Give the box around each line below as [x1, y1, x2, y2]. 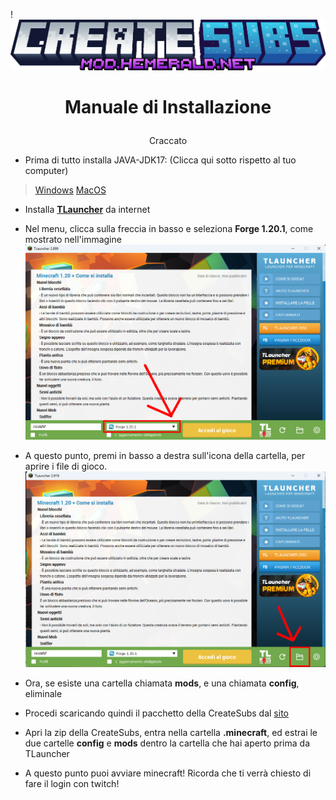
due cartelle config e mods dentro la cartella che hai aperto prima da [24, 737, 310, 749]
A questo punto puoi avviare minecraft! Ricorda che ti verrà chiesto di [24, 767, 312, 779]
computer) [24, 165, 69, 177]
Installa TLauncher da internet [24, 204, 151, 216]
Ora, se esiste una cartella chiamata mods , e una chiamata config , [24, 677, 300, 689]
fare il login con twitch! [24, 778, 120, 790]
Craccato [148, 135, 188, 147]
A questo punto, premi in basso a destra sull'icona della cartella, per [24, 450, 306, 462]
